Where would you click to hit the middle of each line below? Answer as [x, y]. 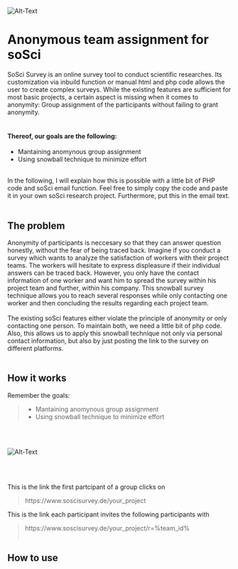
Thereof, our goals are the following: [62, 136]
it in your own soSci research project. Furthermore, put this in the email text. [119, 196]
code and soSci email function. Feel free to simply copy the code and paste [118, 188]
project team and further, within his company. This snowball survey [106, 288]
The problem [36, 226]
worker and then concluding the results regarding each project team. [108, 303]
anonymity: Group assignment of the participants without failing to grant [113, 104]
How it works [37, 378]
